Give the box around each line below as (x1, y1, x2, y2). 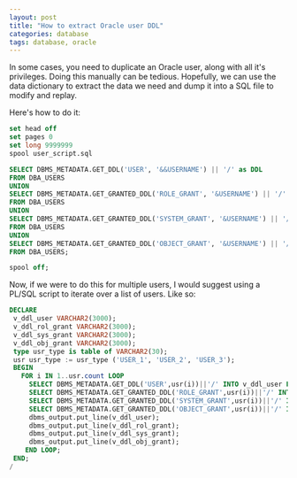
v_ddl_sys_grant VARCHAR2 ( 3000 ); (12, 330, 137, 339)
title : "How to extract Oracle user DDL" (9, 21, 164, 30)
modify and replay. (9, 90, 78, 101)
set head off (9, 125, 57, 134)
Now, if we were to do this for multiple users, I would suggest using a (9, 280, 261, 290)
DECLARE (9, 306, 38, 315)
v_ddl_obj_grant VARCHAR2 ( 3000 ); (12, 338, 137, 348)
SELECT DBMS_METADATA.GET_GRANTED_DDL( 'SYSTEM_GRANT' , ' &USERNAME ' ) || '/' (9, 214, 294, 223)
